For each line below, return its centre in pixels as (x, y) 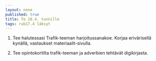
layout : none (19, 10)
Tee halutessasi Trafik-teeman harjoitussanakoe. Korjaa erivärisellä (82, 38)
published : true (22, 14)
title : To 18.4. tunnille (32, 19)
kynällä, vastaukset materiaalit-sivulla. (52, 43)
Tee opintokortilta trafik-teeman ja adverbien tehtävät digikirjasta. (80, 53)
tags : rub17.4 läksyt (28, 24)
